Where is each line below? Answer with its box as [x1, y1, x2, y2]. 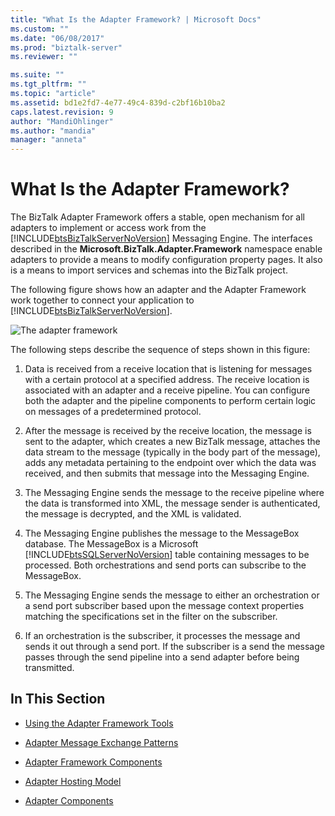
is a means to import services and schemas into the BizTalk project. [10, 264, 288, 276]
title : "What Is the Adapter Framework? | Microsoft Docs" [10, 14, 262, 25]
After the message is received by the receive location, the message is [24, 425, 312, 437]
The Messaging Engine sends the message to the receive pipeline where [24, 487, 325, 499]
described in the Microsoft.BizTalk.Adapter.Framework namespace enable [10, 243, 323, 255]
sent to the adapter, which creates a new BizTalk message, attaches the [24, 436, 321, 448]
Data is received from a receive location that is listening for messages [24, 363, 313, 375]
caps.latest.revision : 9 [10, 107, 114, 117]
